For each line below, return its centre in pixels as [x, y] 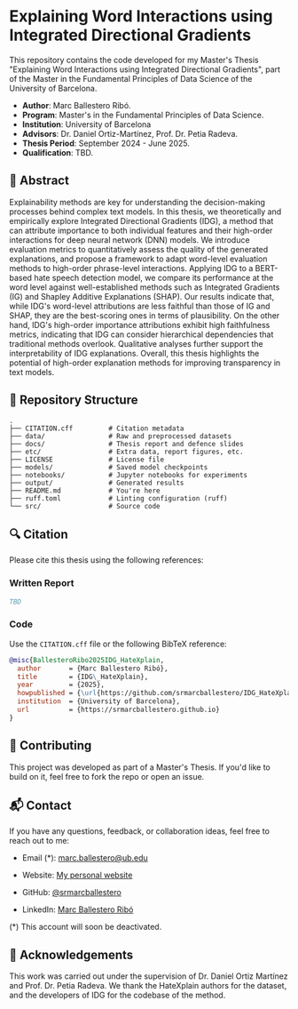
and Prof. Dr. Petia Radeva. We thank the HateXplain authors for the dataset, [148, 986]
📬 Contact [40, 806]
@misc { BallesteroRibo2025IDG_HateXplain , [87, 660]
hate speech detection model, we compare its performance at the [154, 277]
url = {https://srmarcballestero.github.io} [118, 710]
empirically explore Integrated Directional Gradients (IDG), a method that [141, 220]
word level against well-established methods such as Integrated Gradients [145, 287]
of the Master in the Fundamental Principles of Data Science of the [131, 78]
